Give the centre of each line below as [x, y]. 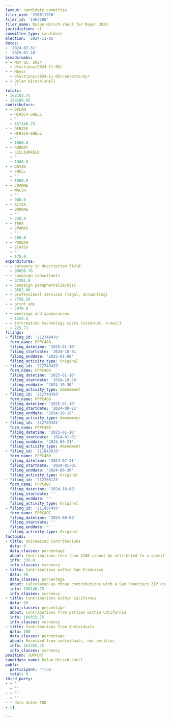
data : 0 [18, 546]
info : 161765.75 [27, 646]
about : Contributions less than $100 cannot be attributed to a [79, 556]
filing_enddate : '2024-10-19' [42, 413]
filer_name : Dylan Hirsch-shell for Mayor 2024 [57, 24]
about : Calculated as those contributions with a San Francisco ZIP [84, 584]
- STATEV [19, 247]
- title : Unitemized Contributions [43, 541]
